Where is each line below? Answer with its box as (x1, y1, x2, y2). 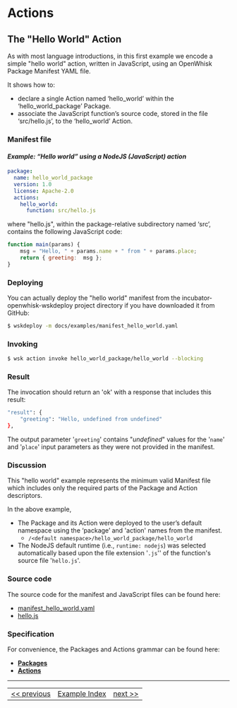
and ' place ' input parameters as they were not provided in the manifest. (7, 443, 215, 451)
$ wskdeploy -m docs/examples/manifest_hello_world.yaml (7, 323, 178, 330)
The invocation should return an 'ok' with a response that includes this (7, 388, 212, 397)
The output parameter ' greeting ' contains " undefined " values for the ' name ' (7, 435, 225, 443)
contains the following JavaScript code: (7, 228, 123, 236)
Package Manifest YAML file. (7, 67, 91, 75)
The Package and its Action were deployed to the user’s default (17, 518, 202, 528)
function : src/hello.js (25, 207, 97, 214)
